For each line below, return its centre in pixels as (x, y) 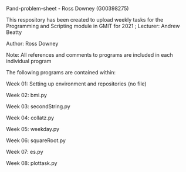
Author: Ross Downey (32, 44)
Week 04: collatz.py (30, 118)
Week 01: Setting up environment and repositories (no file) (76, 84)
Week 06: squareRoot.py (36, 140)
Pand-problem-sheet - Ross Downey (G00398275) (67, 8)
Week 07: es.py (25, 152)
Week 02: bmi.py (26, 95)
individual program (29, 61)
